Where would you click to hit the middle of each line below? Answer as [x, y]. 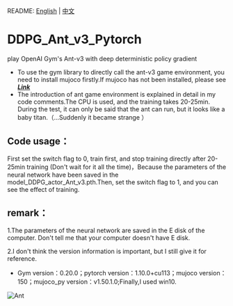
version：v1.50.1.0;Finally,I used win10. [121, 282]
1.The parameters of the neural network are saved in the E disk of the [106, 230]
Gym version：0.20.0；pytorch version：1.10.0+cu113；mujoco [107, 273]
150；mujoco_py [41, 282]
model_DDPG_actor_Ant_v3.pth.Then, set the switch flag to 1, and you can [113, 182]
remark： [28, 213]
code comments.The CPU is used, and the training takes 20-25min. [114, 102]
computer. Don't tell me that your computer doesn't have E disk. [99, 237]
